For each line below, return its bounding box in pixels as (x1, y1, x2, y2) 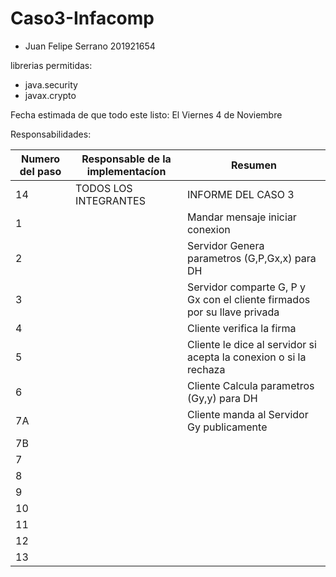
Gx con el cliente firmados (186, 292, 311, 306)
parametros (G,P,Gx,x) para (186, 251, 317, 265)
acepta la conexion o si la (186, 350, 307, 364)
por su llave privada (186, 305, 280, 319)
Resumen (231, 158, 277, 172)
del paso (19, 164, 62, 178)
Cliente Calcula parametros (186, 378, 315, 392)
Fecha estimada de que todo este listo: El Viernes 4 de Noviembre (10, 108, 283, 121)
